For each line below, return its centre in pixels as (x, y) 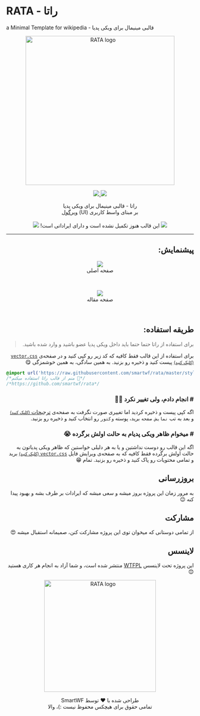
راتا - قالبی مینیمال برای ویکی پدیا (100, 206)
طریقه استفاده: (168, 330)
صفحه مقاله (100, 299)
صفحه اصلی (100, 270)
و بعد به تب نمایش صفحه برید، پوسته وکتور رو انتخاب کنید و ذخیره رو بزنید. (112, 418)
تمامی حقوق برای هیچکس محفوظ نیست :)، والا (100, 707)
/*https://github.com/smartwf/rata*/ (53, 384)
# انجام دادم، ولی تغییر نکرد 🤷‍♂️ (154, 399)
